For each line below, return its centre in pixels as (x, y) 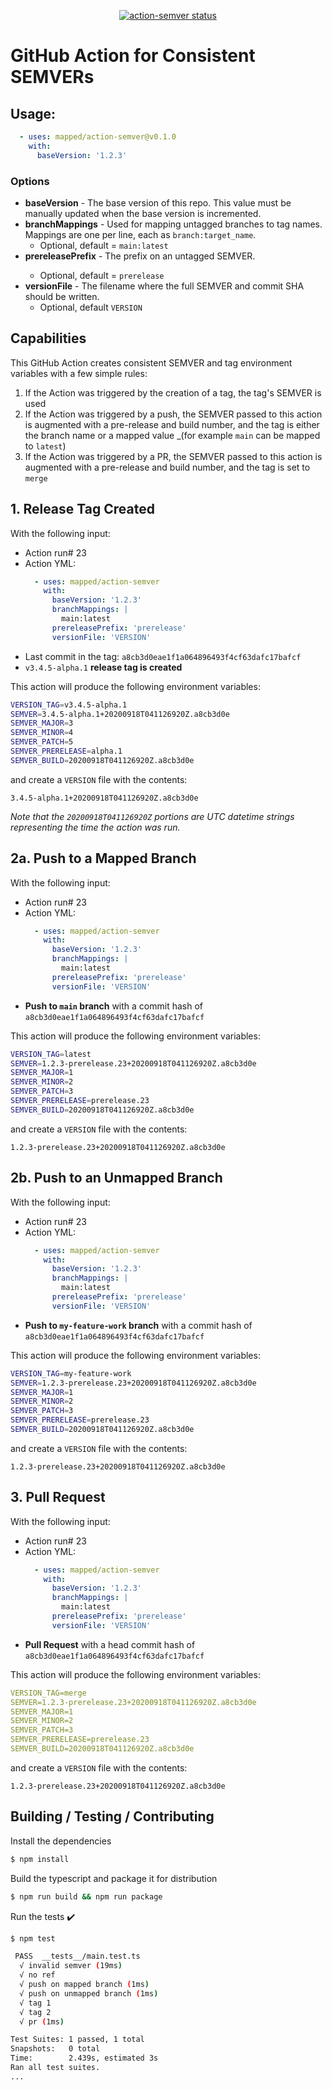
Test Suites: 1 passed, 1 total (77, 2040)
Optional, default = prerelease (102, 275)
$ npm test (33, 1938)
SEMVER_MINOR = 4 (42, 733)
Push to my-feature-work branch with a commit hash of (138, 1325)
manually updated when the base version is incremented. (143, 213)
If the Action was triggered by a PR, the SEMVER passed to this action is (173, 456)
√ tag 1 (35, 2003)
